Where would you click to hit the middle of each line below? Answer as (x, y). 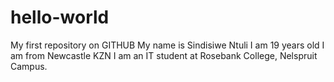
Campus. (29, 66)
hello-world (60, 17)
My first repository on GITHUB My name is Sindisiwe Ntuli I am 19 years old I (167, 45)
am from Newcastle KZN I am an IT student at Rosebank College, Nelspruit (164, 55)
